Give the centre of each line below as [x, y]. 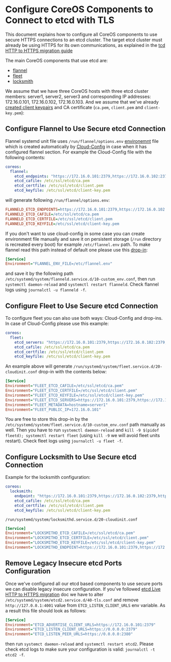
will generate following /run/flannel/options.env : [58, 200]
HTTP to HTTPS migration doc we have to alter [54, 594]
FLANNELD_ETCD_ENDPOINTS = [33, 210]
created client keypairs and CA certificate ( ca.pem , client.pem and [74, 107]
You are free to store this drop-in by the [47, 419]
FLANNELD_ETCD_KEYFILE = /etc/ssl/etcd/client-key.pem [62, 224]
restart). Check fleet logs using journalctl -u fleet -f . [64, 441]
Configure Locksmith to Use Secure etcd [71, 457]
